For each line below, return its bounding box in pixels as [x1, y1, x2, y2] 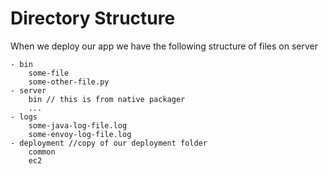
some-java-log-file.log [28, 120, 128, 131]
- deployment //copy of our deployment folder [10, 138, 208, 148]
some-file [28, 68, 70, 78]
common [28, 147, 56, 157]
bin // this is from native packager [28, 94, 186, 104]
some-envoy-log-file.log [28, 129, 132, 139]
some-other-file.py [28, 77, 110, 87]
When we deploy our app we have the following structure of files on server [10, 40, 318, 52]
